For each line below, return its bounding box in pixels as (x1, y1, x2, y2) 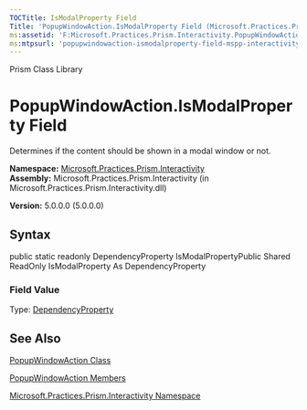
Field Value (9, 283, 60, 296)
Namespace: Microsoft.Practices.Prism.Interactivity (9, 163, 206, 174)
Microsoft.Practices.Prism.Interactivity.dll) (9, 183, 167, 194)
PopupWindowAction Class (9, 355, 111, 366)
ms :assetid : (9, 30, 55, 39)
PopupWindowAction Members (9, 373, 126, 384)
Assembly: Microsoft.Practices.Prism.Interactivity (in (9, 173, 209, 184)
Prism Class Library (9, 64, 83, 75)
